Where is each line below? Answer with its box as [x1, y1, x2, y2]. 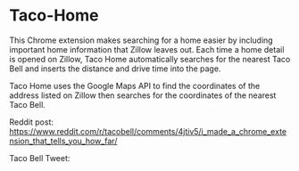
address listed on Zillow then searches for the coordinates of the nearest [9, 90, 277, 101]
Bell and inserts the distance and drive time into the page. [9, 63, 221, 74]
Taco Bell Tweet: [9, 152, 71, 163]
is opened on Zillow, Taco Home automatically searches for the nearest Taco [9, 53, 291, 64]
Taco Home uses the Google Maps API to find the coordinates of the [9, 80, 261, 91]
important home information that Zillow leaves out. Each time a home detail [9, 44, 285, 54]
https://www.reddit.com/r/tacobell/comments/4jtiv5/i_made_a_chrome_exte [9, 126, 287, 136]
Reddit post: [9, 117, 54, 127]
